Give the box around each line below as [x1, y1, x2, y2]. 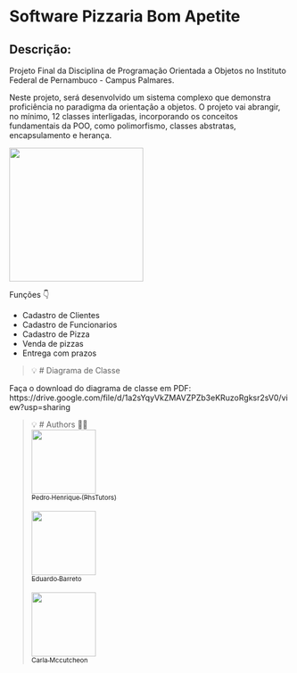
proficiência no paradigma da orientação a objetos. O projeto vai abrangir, [9, 102, 281, 112]
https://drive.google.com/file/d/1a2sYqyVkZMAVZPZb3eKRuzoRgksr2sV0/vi [9, 392, 288, 403]
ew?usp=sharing [9, 402, 71, 412]
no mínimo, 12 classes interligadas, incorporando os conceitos [9, 111, 238, 121]
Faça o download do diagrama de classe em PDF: [9, 383, 192, 393]
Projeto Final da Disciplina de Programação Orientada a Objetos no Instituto [9, 65, 287, 76]
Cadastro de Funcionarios [21, 319, 118, 330]
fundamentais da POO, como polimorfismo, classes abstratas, [9, 120, 236, 131]
